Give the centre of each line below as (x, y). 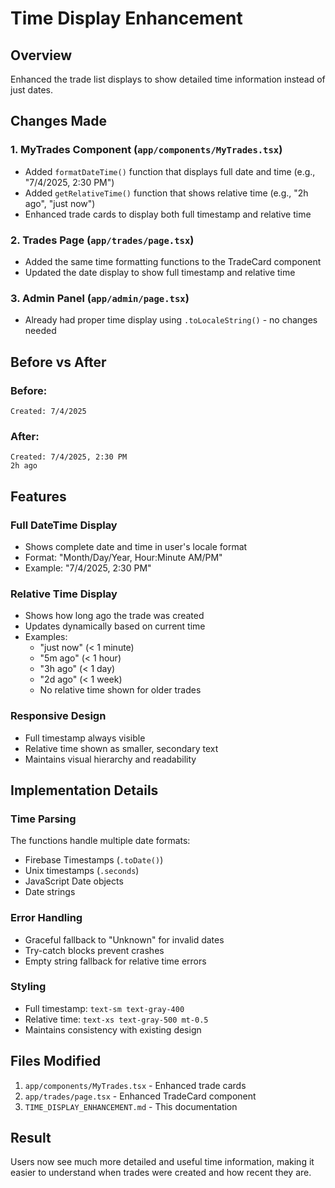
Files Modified (56, 1061)
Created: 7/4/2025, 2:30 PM (69, 457)
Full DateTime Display (64, 525)
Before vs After (58, 362)
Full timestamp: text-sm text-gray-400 (104, 1008)
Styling (28, 987)
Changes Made (58, 121)
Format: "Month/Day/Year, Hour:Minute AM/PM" (123, 557)
